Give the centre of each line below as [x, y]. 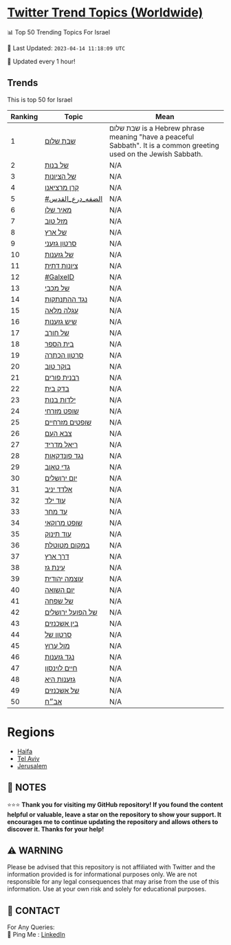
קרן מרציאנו [62, 187]
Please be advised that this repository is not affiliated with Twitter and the [111, 867]
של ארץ [56, 232]
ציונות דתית [61, 265]
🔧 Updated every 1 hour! [41, 61]
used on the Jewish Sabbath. [156, 154]
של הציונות [60, 176]
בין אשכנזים [62, 623]
